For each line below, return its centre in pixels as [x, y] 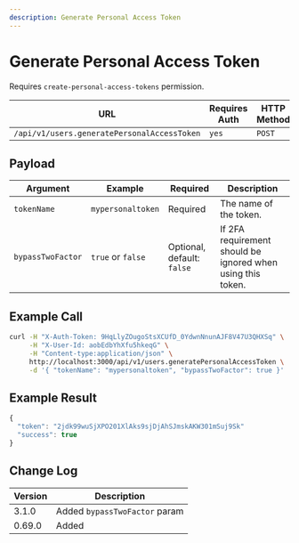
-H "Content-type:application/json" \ [101, 353]
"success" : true [47, 435]
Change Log [44, 471]
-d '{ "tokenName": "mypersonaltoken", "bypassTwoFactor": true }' [157, 370]
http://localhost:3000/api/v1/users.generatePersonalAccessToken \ [157, 361]
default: [184, 258]
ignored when [249, 263]
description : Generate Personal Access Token [95, 17]
